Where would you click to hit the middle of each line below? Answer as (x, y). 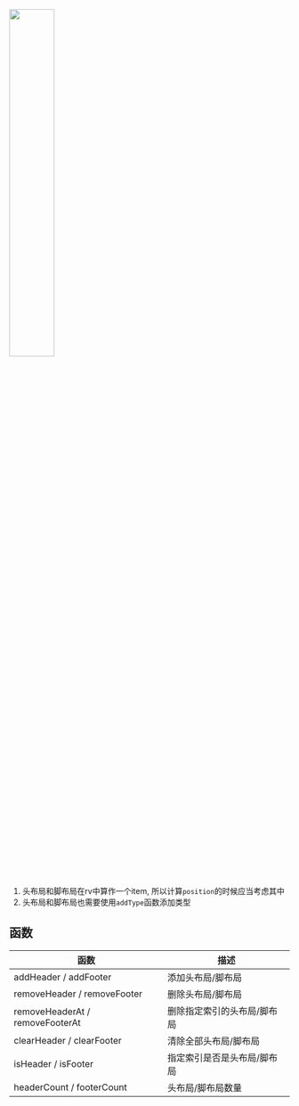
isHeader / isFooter (53, 1063)
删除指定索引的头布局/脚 (218, 1011)
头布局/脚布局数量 (205, 1087)
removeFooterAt (48, 1022)
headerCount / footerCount (70, 1087)
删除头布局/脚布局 (205, 994)
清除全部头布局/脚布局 (214, 1041)
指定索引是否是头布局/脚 (218, 1057)
